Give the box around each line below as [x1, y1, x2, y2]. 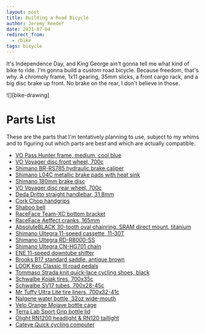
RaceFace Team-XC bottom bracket [15, 210, 106, 218]
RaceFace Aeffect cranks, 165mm [15, 216, 100, 224]
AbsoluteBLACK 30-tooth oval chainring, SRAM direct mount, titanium [15, 223, 192, 230]
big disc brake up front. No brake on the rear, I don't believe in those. [6, 79, 181, 86]
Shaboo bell [15, 203, 46, 211]
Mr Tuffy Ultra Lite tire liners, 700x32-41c [15, 288, 120, 295]
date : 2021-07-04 [6, 26, 51, 32]
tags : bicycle [6, 44, 43, 50]
